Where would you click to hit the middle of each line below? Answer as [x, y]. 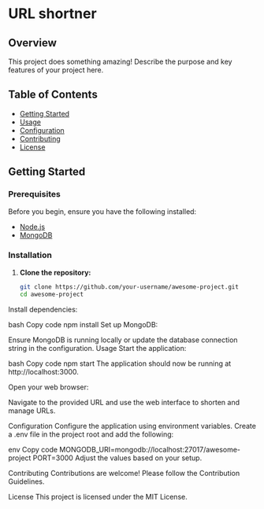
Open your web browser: [48, 387]
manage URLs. [32, 411]
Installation [30, 255]
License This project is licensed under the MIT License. [98, 496]
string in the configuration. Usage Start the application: [97, 348]
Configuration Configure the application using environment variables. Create [132, 426]
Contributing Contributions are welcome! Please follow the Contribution [124, 473]
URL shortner [52, 14]
